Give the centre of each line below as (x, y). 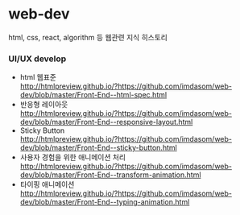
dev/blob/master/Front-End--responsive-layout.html (106, 122)
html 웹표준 (38, 77)
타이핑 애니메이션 (47, 184)
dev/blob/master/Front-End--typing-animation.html (105, 202)
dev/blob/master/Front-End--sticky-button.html (98, 148)
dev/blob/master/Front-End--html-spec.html (93, 95)
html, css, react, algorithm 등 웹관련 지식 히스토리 (88, 37)
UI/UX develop (37, 59)
